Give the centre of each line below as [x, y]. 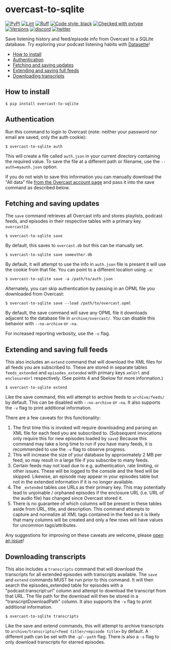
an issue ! [15, 541]
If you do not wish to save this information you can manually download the [83, 177]
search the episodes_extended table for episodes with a [64, 585]
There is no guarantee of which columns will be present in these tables [87, 503]
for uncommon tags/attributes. [45, 525]
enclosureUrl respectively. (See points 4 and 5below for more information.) [84, 378]
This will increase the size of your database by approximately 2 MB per [87, 455]
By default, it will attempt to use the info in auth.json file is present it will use [86, 264]
